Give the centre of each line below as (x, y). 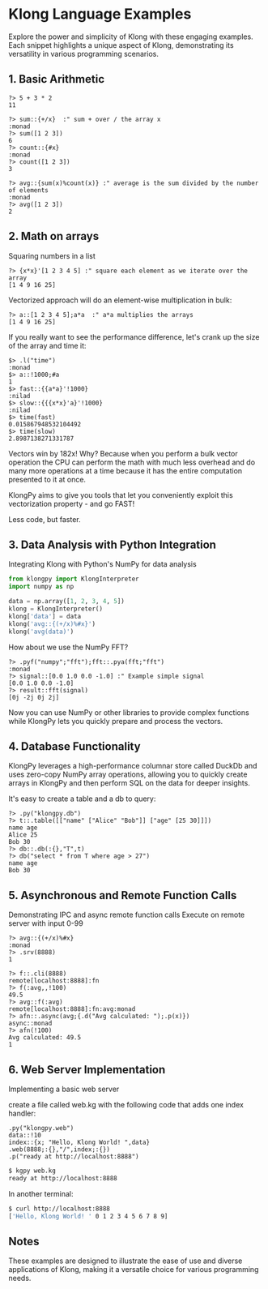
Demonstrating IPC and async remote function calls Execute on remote (127, 915)
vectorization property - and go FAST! (72, 503)
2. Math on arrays (54, 236)
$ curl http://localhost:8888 (60, 1209)
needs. (20, 1278)
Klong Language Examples (100, 14)
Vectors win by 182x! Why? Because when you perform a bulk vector (123, 453)
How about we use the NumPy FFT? (68, 647)
